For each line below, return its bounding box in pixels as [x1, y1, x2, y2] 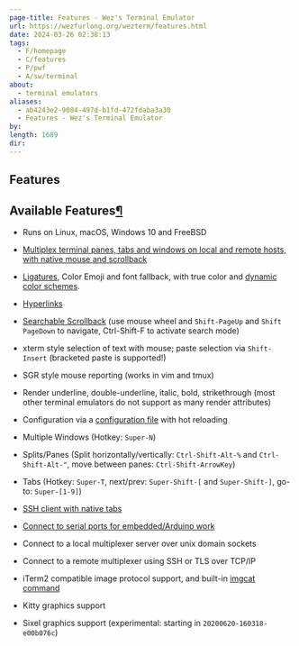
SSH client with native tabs [22, 503, 122, 514]
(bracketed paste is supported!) [49, 352, 167, 363]
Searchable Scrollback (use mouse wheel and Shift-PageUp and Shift [22, 315, 282, 326]
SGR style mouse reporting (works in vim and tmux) [22, 369, 214, 380]
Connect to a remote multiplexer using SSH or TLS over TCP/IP [22, 555, 257, 566]
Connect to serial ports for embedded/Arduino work [22, 520, 215, 532]
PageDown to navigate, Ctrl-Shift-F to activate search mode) [22, 325, 240, 336]
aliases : [9, 96, 42, 106]
